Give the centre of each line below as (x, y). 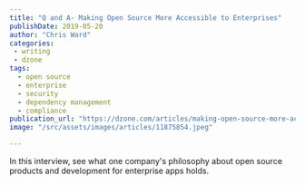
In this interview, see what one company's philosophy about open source (146, 161)
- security (38, 93)
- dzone (28, 60)
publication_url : (42, 119)
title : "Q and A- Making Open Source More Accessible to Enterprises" (146, 18)
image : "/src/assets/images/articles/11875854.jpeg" (111, 128)
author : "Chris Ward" (50, 34)
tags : (20, 69)
